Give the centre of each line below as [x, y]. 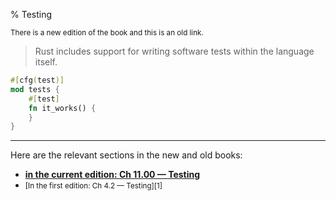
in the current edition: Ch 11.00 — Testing [112, 175]
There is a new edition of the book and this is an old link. [107, 33]
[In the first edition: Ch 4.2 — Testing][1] [93, 186]
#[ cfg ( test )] [37, 80]
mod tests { [35, 89]
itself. [46, 62]
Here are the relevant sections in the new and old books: [126, 155]
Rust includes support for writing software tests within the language [174, 51]
